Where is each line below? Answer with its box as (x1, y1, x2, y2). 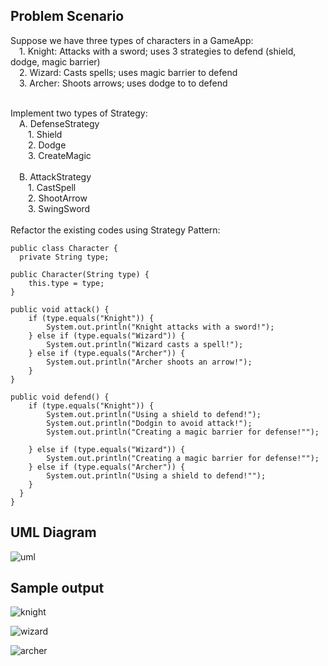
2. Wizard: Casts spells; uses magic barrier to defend (19, 66, 238, 78)
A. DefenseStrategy (19, 117, 100, 129)
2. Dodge (28, 139, 67, 151)
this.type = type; (28, 278, 105, 288)
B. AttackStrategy (19, 170, 92, 183)
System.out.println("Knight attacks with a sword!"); (46, 322, 275, 332)
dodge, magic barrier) (10, 55, 101, 68)
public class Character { (10, 243, 118, 253)
